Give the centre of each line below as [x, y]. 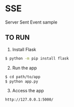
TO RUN [17, 38]
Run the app [25, 68]
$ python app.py [22, 81]
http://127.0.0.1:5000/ [29, 100]
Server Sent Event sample [31, 22]
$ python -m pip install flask [37, 58]
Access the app [28, 91]
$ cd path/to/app [23, 77]
